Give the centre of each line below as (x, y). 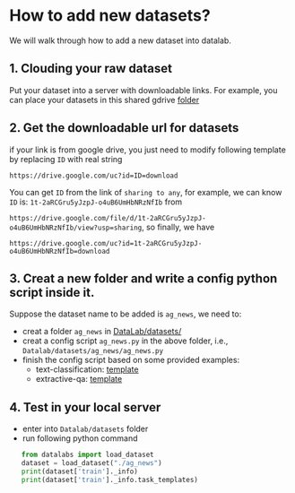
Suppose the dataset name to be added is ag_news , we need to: (126, 314)
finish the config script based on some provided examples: (131, 360)
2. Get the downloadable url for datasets (124, 128)
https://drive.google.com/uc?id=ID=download (94, 176)
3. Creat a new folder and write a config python (143, 278)
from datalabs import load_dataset (87, 455)
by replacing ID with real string (66, 159)
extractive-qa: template (79, 379)
